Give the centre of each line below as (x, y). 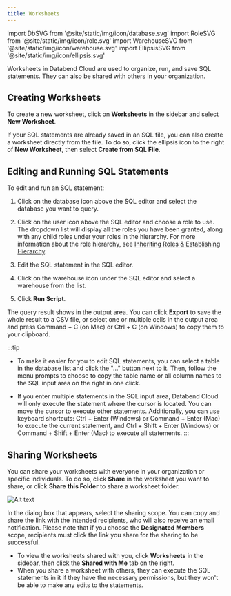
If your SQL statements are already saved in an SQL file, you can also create (115, 135)
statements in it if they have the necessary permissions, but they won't (118, 578)
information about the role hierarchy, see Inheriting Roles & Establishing (119, 244)
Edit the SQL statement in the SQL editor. (75, 265)
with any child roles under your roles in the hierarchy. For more (106, 237)
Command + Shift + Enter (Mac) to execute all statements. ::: (103, 433)
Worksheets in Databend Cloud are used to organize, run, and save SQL (109, 68)
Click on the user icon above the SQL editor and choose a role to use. (116, 222)
